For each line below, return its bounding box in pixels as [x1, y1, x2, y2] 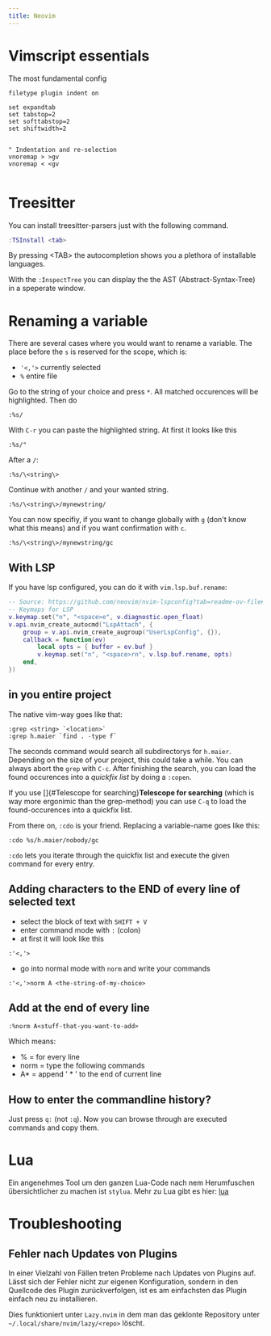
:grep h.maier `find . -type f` [8, 732, 117, 740]
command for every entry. [8, 858, 95, 869]
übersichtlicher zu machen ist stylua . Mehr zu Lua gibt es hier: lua [8, 1186, 229, 1196]
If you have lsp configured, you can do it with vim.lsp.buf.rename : [8, 583, 227, 592]
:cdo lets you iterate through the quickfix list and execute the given [8, 850, 230, 860]
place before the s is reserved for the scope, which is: [8, 347, 188, 356]
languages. [8, 259, 46, 269]
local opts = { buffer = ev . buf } [37, 643, 153, 651]
